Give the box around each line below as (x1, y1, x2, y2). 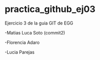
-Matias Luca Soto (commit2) (5, 29, 65, 35)
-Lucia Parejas (5, 49, 35, 55)
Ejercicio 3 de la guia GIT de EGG (5, 20, 73, 26)
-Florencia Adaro (5, 39, 40, 45)
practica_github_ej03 (5, 3, 96, 15)
